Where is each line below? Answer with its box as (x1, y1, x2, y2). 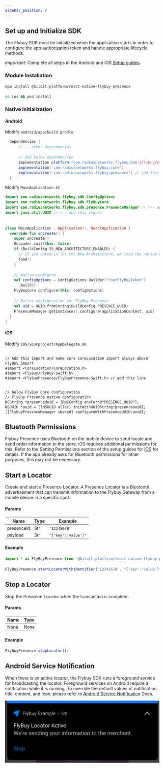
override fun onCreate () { (9, 231, 65, 236)
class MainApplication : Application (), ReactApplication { (5, 225, 131, 231)
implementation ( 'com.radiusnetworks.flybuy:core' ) (18, 165, 124, 170)
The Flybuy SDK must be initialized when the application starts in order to (5, 40, 154, 46)
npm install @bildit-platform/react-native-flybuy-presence (5, 84, 131, 89)
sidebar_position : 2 (5, 8, 48, 13)
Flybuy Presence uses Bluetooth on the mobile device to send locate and (5, 436, 153, 442)
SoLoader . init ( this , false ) (14, 241, 71, 246)
